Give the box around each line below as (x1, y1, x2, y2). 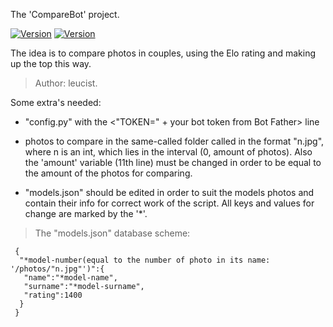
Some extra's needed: (10, 97, 102, 108)
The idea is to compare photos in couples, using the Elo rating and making (10, 47, 317, 59)
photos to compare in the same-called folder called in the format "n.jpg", (24, 135, 325, 147)
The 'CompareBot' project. (10, 9, 120, 20)
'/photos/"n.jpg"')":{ (10, 264, 105, 274)
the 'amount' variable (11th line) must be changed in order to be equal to (24, 157, 322, 168)
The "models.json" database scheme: (34, 227, 191, 239)
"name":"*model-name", (23, 273, 118, 283)
